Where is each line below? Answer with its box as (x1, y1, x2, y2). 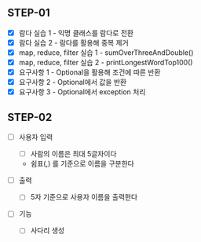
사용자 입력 (18, 133, 53, 142)
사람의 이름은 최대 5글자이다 (30, 149, 117, 159)
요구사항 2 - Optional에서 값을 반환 (18, 78, 127, 87)
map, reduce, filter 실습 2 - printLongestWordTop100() (18, 58, 193, 67)
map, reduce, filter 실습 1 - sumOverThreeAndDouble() (18, 47, 194, 57)
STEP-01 (7, 6, 50, 20)
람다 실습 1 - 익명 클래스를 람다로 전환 (18, 27, 134, 38)
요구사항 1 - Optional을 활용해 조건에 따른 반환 (18, 68, 161, 77)
